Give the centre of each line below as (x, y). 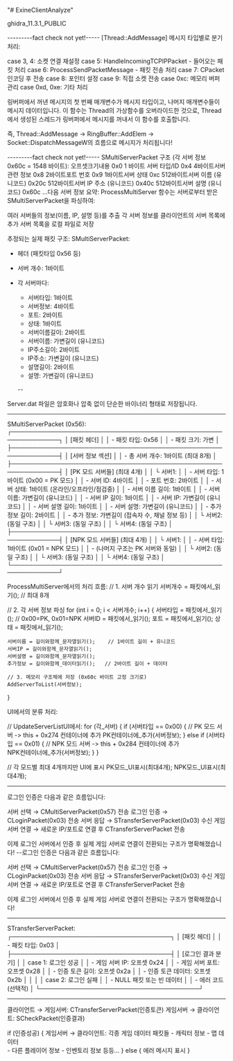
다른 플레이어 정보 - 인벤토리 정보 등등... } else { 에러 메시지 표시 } (101, 1050)
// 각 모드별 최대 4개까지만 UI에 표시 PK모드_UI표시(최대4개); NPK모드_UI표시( (114, 767)
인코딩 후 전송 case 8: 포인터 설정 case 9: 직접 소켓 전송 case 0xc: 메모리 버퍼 (114, 78)
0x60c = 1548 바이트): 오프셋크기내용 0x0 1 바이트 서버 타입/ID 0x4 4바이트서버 (116, 166)
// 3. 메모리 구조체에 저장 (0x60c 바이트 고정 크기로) (77, 677)
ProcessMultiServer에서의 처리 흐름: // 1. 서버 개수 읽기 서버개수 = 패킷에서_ (111, 586)
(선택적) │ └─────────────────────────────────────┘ (105, 988)
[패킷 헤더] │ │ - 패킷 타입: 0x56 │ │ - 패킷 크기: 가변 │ (145, 440)
